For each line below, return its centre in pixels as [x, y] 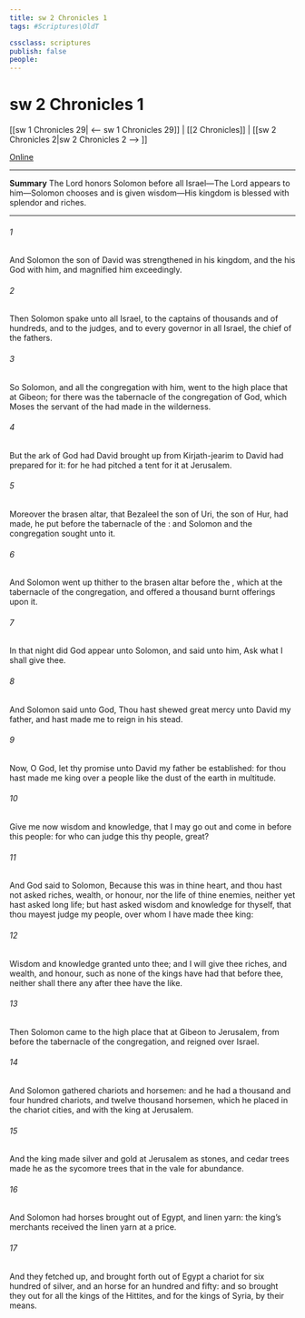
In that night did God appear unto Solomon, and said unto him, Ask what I [146, 650]
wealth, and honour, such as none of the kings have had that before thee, [147, 973]
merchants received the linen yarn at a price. [93, 1227]
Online [22, 157]
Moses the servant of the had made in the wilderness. [110, 407]
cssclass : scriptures [50, 43]
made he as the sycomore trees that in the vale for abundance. [127, 1169]
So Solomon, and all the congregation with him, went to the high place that [149, 387]
